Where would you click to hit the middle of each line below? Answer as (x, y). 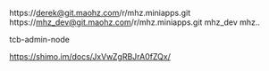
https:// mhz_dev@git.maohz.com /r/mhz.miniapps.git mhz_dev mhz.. (135, 22)
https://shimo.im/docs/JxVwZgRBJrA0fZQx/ (90, 56)
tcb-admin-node (39, 39)
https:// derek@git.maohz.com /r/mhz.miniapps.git (100, 13)
